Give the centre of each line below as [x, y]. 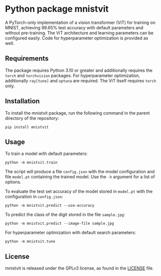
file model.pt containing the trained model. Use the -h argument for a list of [80, 177]
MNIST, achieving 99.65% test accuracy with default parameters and [74, 27]
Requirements [27, 59]
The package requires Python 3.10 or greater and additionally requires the [79, 70]
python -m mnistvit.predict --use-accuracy [50, 206]
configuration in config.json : [34, 197]
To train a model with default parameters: [46, 154]
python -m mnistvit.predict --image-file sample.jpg [60, 224]
